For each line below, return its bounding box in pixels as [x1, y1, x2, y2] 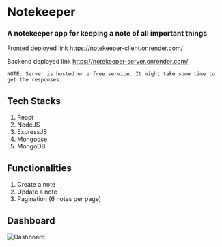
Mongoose [16, 135, 48, 144]
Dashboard [7, 215, 55, 226]
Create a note [16, 181, 56, 189]
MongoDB [16, 142, 46, 151]
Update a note [16, 187, 57, 196]
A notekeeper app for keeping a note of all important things [7, 29, 207, 38]
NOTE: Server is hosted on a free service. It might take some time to [7, 70, 215, 77]
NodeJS [16, 120, 40, 129]
